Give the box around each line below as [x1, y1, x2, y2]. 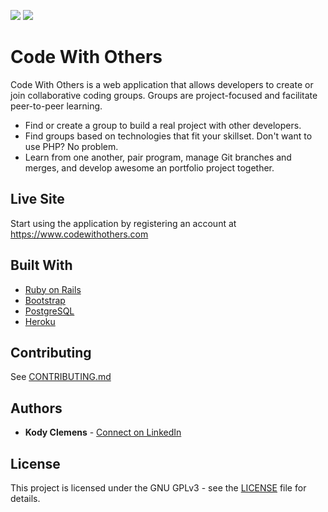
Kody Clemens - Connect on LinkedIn [24, 426, 182, 439]
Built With [10, 257, 73, 274]
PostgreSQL [24, 305, 75, 317]
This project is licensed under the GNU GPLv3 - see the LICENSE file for [10, 482, 307, 494]
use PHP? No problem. [24, 140, 119, 152]
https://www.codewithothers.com [10, 228, 149, 240]
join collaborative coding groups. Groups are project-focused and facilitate [10, 89, 318, 101]
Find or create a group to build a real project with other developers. [24, 119, 302, 131]
